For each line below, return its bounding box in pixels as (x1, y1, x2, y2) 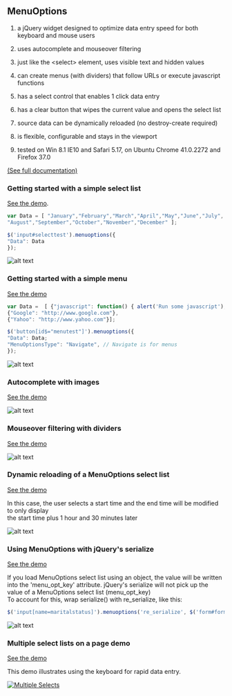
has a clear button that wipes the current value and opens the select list (17, 105, 222, 113)
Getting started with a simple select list (7, 183, 142, 193)
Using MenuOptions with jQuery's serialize (7, 544, 154, 554)
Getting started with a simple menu (7, 274, 128, 284)
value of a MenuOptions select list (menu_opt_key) (7, 588, 151, 597)
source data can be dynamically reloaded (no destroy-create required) (17, 119, 218, 127)
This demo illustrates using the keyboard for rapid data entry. (7, 668, 182, 676)
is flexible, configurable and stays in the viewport (17, 132, 157, 140)
